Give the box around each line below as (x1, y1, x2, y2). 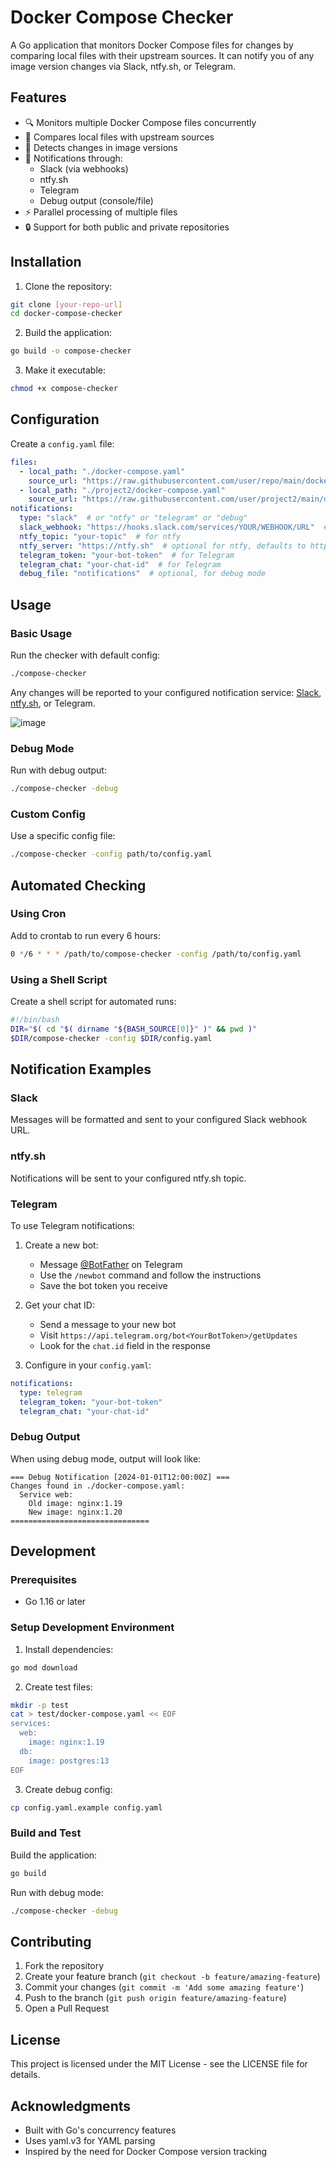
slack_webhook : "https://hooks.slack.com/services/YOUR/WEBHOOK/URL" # (19, 522, 329, 532)
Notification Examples (10, 1061, 152, 1078)
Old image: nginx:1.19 (28, 1498, 123, 1508)
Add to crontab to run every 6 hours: (10, 929, 161, 941)
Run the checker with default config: (10, 649, 161, 661)
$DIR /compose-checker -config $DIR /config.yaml (10, 1033, 213, 1043)
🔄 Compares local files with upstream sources (24, 131, 215, 143)
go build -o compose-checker (10, 346, 132, 356)
